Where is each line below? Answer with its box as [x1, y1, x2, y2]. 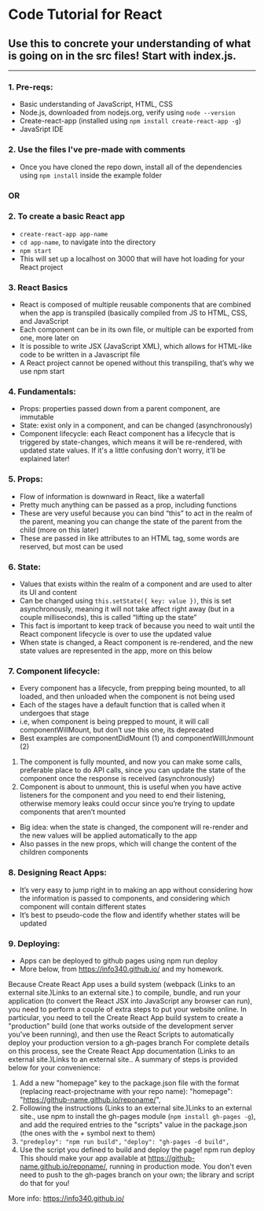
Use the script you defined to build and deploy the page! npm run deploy [19, 1145, 255, 1154]
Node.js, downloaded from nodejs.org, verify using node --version [19, 108, 236, 117]
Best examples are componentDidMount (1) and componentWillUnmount [19, 733, 254, 743]
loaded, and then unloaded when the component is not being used [19, 692, 236, 701]
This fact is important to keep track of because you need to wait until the [19, 621, 255, 630]
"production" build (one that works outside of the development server [8, 1021, 234, 1030]
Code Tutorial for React [8, 6, 163, 24]
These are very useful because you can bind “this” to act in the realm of [19, 508, 253, 518]
